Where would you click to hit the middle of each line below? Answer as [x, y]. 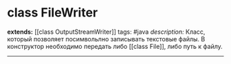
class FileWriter [53, 13]
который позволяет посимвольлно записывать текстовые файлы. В [106, 39]
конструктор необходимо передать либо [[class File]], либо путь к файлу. [115, 46]
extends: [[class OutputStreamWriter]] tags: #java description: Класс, [106, 32]
